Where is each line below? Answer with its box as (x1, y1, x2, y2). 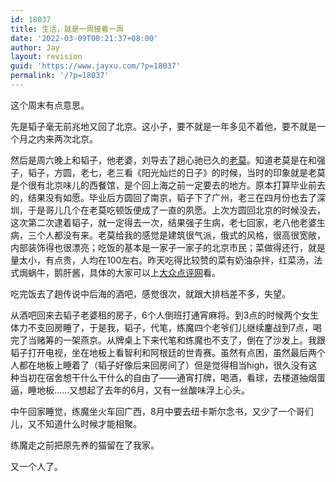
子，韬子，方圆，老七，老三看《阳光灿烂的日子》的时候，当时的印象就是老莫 (10, 166, 326, 178)
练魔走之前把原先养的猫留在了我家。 (10, 439, 160, 451)
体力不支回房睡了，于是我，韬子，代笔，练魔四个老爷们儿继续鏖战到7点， (10, 321, 313, 333)
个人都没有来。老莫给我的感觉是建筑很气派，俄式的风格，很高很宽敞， (36, 229, 326, 241)
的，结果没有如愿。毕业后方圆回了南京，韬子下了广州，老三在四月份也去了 (10, 191, 317, 203)
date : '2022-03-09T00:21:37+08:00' (10, 33, 159, 43)
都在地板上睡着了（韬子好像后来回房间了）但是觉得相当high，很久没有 (18, 359, 309, 371)
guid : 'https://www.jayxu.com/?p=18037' (10, 61, 182, 71)
